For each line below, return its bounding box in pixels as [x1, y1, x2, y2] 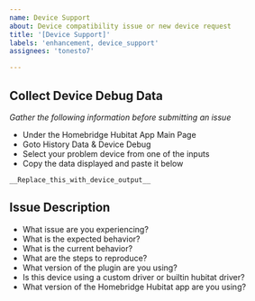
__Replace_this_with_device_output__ [9, 175, 151, 185]
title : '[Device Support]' [9, 30, 111, 39]
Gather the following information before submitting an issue [9, 112, 232, 123]
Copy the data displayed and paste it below [22, 158, 184, 169]
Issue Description [9, 200, 111, 215]
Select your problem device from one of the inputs [22, 148, 210, 159]
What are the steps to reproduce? [22, 252, 148, 263]
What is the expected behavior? [22, 233, 141, 244]
